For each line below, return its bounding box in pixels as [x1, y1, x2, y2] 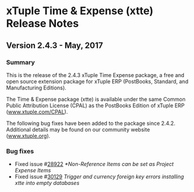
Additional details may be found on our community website [6, 126, 150, 133]
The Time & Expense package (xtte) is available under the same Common [6, 95, 186, 103]
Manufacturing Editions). [6, 84, 66, 91]
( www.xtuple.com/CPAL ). [6, 108, 68, 115]
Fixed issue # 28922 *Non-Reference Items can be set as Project [14, 161, 174, 168]
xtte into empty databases [14, 180, 80, 187]
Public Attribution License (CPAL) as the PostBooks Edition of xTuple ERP [6, 102, 185, 109]
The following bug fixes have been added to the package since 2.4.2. [6, 120, 176, 127]
